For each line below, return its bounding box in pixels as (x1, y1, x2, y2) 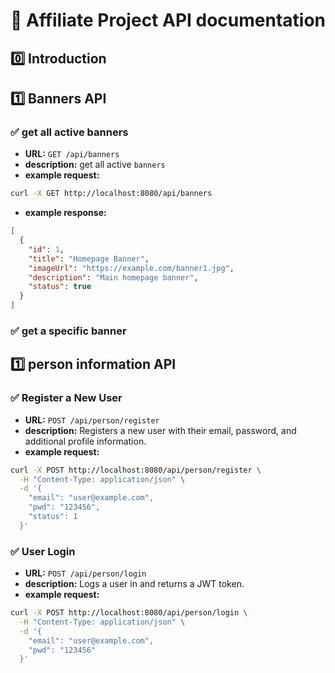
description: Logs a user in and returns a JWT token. (24, 578, 245, 590)
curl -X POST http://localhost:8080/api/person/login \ (10, 608, 248, 618)
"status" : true (28, 282, 92, 292)
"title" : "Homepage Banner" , (28, 254, 150, 264)
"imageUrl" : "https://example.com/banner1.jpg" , (28, 263, 235, 273)
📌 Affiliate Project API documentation (10, 9, 327, 32)
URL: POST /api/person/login (24, 567, 147, 579)
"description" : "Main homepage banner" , (28, 272, 199, 283)
